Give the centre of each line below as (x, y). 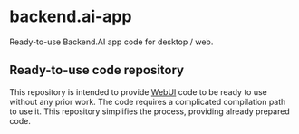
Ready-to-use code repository (96, 70)
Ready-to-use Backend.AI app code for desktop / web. (111, 42)
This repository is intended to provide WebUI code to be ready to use (138, 91)
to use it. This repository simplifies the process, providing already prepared (149, 111)
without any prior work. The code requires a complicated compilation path (148, 101)
